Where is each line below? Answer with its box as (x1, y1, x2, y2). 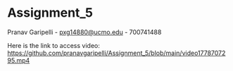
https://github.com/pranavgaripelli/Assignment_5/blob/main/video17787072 (7, 49, 226, 57)
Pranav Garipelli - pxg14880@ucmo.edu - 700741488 (7, 28, 162, 36)
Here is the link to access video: (7, 41, 100, 49)
